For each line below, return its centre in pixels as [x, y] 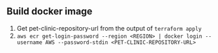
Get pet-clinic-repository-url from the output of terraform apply [109, 28]
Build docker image [49, 12]
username [29, 42]
